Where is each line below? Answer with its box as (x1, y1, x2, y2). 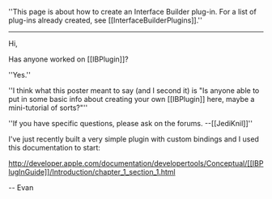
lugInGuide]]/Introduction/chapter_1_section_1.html (8, 167, 176, 176)
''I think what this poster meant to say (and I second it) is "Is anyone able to (8, 86, 260, 95)
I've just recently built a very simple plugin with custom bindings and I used (8, 134, 259, 144)
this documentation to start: (8, 143, 101, 152)
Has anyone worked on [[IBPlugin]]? (8, 54, 129, 64)
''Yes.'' (8, 70, 31, 79)
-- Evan (8, 183, 34, 193)
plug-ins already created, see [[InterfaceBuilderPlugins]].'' (8, 15, 202, 25)
